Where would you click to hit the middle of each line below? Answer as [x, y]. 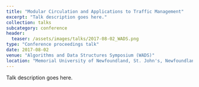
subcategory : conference [37, 28]
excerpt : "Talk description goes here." [57, 17]
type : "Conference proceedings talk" [53, 45]
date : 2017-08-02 [28, 50]
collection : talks [29, 22]
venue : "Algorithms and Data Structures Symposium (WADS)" [81, 55]
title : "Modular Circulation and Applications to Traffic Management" [95, 11]
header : [16, 34]
